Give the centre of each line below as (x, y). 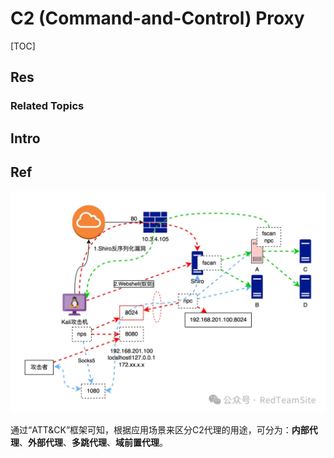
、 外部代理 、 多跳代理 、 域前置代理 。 (93, 442)
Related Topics (47, 106)
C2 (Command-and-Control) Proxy (157, 18)
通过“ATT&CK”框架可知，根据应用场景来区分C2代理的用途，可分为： (151, 429)
